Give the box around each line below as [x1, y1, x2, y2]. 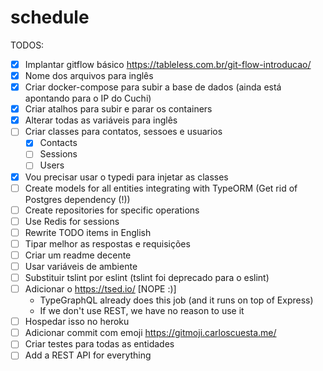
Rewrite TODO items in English [24, 226, 152, 238]
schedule [10, 6, 90, 29]
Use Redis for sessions [24, 215, 120, 227]
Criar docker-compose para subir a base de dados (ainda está [24, 81, 282, 93]
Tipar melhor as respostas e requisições [24, 237, 191, 250]
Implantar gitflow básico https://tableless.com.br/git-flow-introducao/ [24, 58, 312, 70]
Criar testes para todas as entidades [24, 338, 175, 350]
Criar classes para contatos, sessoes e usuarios [24, 126, 223, 138]
